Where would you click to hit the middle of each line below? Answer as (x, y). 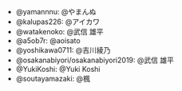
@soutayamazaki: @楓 (53, 79)
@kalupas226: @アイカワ (58, 22)
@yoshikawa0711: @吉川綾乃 (63, 50)
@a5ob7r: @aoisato (48, 41)
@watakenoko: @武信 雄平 (59, 32)
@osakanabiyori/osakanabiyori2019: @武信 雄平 (95, 60)
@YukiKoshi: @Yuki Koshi (58, 69)
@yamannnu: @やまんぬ (56, 12)
